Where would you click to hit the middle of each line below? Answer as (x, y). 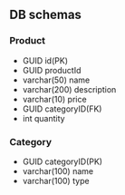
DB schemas (45, 15)
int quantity (43, 118)
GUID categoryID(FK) (62, 109)
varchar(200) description (69, 89)
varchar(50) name (56, 80)
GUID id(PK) (45, 60)
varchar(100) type (56, 180)
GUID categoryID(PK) (62, 161)
